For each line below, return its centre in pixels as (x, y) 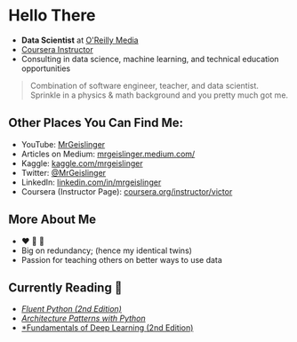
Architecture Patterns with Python (83, 318)
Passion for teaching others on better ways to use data (122, 259)
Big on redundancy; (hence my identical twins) (107, 251)
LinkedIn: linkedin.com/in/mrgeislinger (91, 182)
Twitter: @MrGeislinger (64, 172)
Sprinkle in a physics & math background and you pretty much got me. (159, 95)
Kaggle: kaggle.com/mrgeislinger (82, 163)
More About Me (52, 220)
